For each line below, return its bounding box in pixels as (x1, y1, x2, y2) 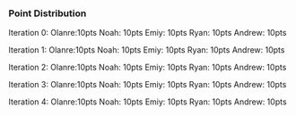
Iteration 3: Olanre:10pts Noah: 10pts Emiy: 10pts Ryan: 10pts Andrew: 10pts (8, 79, 287, 90)
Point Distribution (8, 7, 87, 20)
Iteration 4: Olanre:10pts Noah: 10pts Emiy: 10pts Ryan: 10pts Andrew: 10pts (8, 96, 288, 107)
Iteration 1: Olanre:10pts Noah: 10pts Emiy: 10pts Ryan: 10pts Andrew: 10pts (8, 45, 285, 55)
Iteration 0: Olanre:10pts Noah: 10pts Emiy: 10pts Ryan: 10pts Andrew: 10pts (8, 28, 287, 38)
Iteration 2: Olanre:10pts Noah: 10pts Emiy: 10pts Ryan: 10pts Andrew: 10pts (8, 62, 287, 73)
